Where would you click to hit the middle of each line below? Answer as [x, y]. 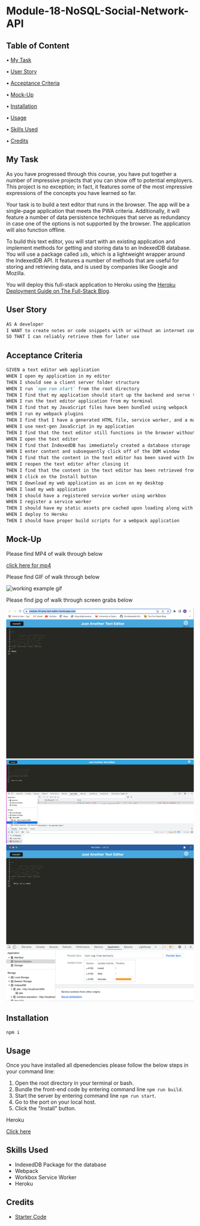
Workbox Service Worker [46, 1177]
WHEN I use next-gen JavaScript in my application [70, 426]
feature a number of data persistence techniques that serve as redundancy [98, 217]
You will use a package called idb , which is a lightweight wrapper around [96, 254]
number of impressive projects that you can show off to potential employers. [100, 180]
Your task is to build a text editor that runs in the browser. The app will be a [98, 205]
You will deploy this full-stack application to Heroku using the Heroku [91, 284]
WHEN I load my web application [46, 489]
